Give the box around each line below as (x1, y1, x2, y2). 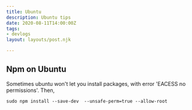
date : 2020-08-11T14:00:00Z (6, 20, 77, 26)
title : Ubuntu (6, 8, 42, 15)
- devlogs (6, 31, 31, 37)
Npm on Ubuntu (6, 64, 67, 75)
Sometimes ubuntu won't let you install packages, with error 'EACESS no (6, 80, 186, 87)
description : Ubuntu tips (6, 14, 71, 20)
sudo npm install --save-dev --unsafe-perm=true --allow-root (6, 98, 168, 104)
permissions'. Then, (6, 87, 55, 94)
